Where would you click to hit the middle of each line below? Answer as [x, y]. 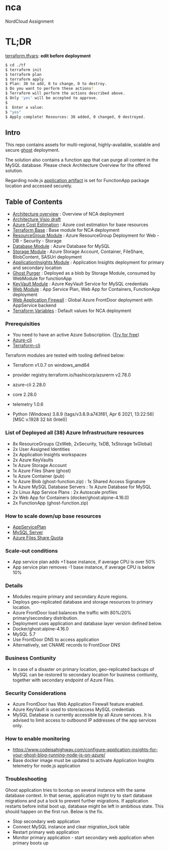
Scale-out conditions [32, 550]
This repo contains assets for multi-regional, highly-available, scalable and [83, 145]
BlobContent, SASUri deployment [47, 257]
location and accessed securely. [39, 186]
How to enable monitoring [38, 739]
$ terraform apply [24, 79]
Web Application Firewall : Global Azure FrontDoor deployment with [82, 300]
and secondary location [37, 268]
